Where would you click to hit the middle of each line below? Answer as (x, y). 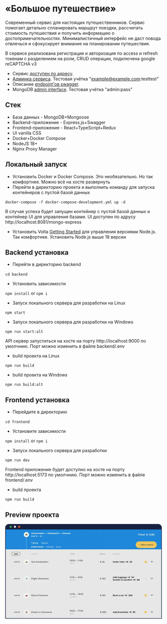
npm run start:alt (24, 332)
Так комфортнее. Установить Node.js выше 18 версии (69, 237)
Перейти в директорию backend (46, 264)
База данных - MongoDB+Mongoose (51, 117)
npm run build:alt (24, 385)
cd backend (16, 274)
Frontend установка (37, 400)
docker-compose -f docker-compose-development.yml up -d (65, 202)
